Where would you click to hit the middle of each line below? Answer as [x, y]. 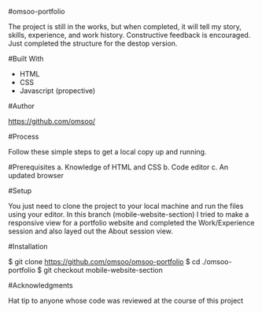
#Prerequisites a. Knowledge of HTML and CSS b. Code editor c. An [118, 167]
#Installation [28, 246]
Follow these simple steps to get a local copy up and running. [107, 152]
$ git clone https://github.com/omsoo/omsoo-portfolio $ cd [104, 262]
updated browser [36, 175]
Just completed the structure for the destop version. [93, 43]
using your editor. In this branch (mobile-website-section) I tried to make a [129, 214]
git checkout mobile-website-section [103, 270]
